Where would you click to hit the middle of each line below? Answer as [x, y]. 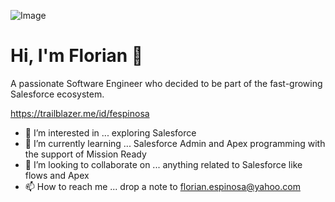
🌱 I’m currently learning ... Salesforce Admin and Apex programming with [175, 143]
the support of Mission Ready [85, 154]
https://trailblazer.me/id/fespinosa [80, 113]
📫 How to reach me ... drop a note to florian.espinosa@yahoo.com [162, 186]
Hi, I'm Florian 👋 [77, 56]
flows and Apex [57, 175]
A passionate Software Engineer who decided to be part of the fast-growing [166, 83]
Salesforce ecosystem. [57, 94]
